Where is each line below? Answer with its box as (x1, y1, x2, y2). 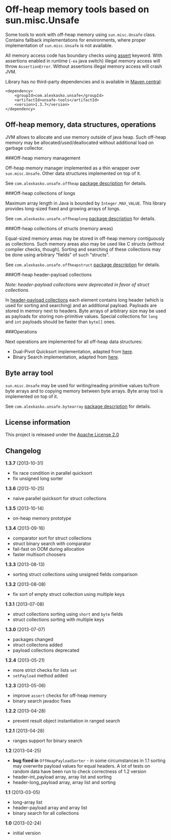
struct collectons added (12, 642, 63, 648)
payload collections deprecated (12, 647, 80, 653)
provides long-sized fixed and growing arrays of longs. (5, 205, 121, 211)
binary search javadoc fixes (12, 698, 71, 704)
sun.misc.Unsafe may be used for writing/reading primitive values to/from (5, 382, 160, 388)
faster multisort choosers (12, 551, 66, 557)
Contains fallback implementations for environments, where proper (5, 37, 146, 43)
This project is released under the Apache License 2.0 (5, 432, 119, 438)
